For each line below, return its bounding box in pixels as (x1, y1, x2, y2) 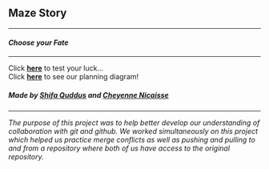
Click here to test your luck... (8, 63, 104, 73)
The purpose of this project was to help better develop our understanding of (8, 118, 260, 127)
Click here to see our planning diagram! (8, 72, 139, 82)
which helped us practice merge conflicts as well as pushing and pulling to (8, 135, 256, 144)
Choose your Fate (8, 38, 70, 47)
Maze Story (8, 6, 67, 20)
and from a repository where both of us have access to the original (8, 143, 231, 153)
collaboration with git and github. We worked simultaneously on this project (8, 126, 259, 135)
